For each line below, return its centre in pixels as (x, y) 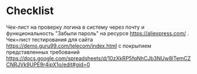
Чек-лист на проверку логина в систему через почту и (75, 27)
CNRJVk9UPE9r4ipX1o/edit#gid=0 (48, 64)
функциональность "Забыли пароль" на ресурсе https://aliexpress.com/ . (98, 33)
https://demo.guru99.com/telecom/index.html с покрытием (79, 46)
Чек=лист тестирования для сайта (50, 39)
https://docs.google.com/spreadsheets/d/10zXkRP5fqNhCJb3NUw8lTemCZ (98, 58)
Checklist (30, 11)
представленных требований (43, 52)
